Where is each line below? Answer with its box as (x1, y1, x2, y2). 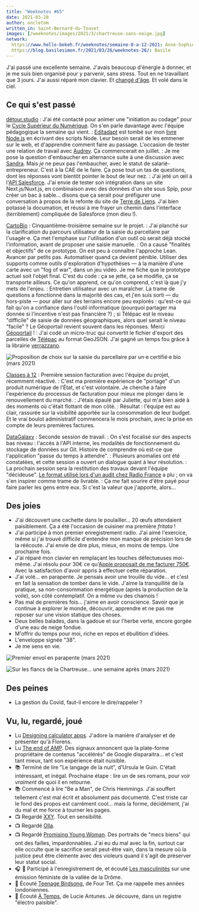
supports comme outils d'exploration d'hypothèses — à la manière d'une (6, 260, 184, 267)
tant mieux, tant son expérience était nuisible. (14, 757, 126, 764)
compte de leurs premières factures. (6, 421, 95, 428)
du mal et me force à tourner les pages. (14, 806, 111, 813)
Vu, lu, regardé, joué (6, 716, 83, 726)
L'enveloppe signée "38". (14, 636, 76, 643)
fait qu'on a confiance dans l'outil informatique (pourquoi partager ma (6, 304, 176, 311)
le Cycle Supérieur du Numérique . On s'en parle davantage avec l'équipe (6, 122, 185, 129)
